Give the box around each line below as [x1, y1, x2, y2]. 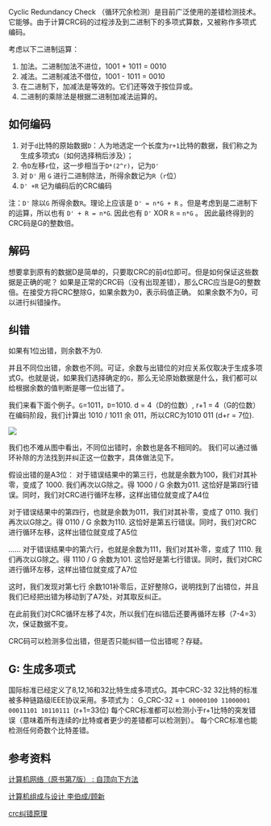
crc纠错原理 [8, 809, 48, 819]
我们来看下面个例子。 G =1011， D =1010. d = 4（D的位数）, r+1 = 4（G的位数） [8, 400, 261, 410]
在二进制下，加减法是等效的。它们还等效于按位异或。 [19, 81, 198, 91]
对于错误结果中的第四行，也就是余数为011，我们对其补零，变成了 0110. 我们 [8, 507, 258, 517]
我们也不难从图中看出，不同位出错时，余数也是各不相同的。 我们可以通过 [8, 443, 251, 453]
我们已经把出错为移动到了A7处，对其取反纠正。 [8, 592, 166, 602]
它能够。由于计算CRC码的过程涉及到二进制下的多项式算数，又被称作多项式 [8, 17, 256, 27]
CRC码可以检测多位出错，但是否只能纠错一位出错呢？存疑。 [8, 636, 207, 646]
